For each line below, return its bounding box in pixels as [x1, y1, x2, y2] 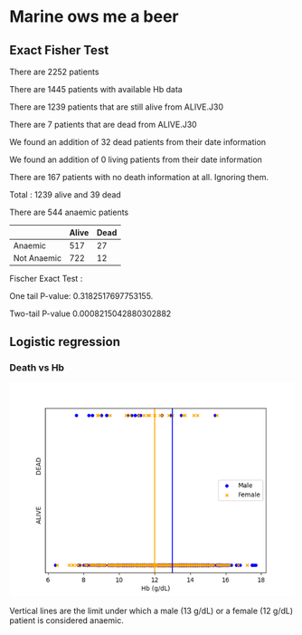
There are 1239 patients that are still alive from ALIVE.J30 [9, 101, 224, 112]
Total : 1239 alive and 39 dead [9, 189, 122, 200]
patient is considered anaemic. [9, 615, 124, 626]
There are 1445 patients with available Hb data [9, 84, 183, 94]
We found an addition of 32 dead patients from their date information [9, 137, 267, 147]
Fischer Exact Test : [9, 273, 83, 284]
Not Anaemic [13, 253, 61, 264]
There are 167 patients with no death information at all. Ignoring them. [9, 172, 269, 182]
